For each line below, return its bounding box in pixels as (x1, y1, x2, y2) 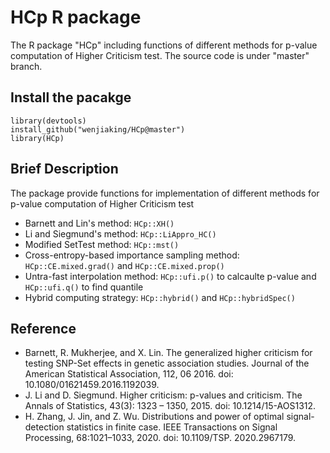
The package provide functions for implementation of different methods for (10, 187, 320, 199)
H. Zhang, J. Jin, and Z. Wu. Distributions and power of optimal (24, 411, 285, 423)
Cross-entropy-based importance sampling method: (24, 249, 240, 261)
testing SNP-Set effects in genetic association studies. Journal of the (24, 357, 310, 370)
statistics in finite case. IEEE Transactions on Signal (66, 421, 278, 433)
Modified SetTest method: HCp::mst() (24, 238, 180, 250)
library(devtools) (10, 116, 87, 126)
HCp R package (10, 6, 142, 29)
